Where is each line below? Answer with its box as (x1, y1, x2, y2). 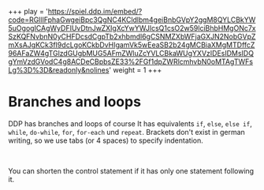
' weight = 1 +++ (109, 65, 162, 74)
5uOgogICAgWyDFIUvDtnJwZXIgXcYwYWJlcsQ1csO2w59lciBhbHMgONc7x (8, 24, 256, 32)
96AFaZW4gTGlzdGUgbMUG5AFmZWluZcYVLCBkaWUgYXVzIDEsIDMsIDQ (8, 49, 255, 58)
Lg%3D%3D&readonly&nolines (8, 65, 110, 74)
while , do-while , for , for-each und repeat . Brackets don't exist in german (8, 127, 246, 136)
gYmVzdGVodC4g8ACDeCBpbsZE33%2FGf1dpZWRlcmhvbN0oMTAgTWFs (8, 57, 254, 66)
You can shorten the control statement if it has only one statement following (8, 166, 255, 176)
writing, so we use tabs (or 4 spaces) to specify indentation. (8, 136, 203, 145)
